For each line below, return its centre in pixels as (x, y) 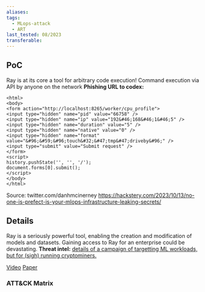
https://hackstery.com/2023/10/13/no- (146, 195)
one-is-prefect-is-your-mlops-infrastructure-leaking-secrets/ (84, 202)
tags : (13, 18)
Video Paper (22, 267)
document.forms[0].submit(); (43, 167)
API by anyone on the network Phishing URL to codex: (75, 86)
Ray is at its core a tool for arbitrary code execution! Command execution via (103, 80)
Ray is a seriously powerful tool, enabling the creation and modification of (99, 236)
